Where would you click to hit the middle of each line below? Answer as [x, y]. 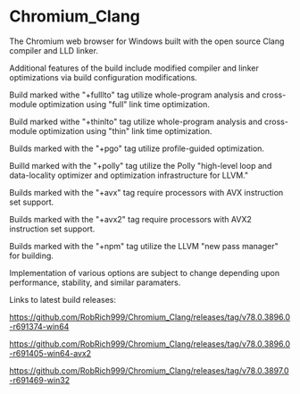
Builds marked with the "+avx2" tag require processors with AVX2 [130, 219]
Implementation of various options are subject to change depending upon [145, 272]
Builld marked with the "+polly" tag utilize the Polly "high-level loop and [141, 165]
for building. [31, 256]
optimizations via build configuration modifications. [104, 77]
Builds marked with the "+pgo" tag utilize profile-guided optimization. [137, 148]
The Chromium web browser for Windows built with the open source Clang [147, 41]
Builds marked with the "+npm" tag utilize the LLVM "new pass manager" [144, 246]
